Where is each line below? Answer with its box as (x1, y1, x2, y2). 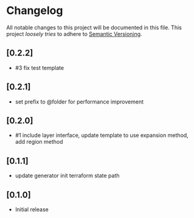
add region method (15, 138, 63, 146)
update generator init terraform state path (15, 172, 120, 180)
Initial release (15, 206, 49, 213)
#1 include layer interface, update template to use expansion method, (15, 132, 189, 139)
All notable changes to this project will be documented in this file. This (6, 24, 182, 31)
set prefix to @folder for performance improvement (15, 98, 144, 105)
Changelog (6, 4, 63, 18)
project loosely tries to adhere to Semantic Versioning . (6, 30, 142, 37)
